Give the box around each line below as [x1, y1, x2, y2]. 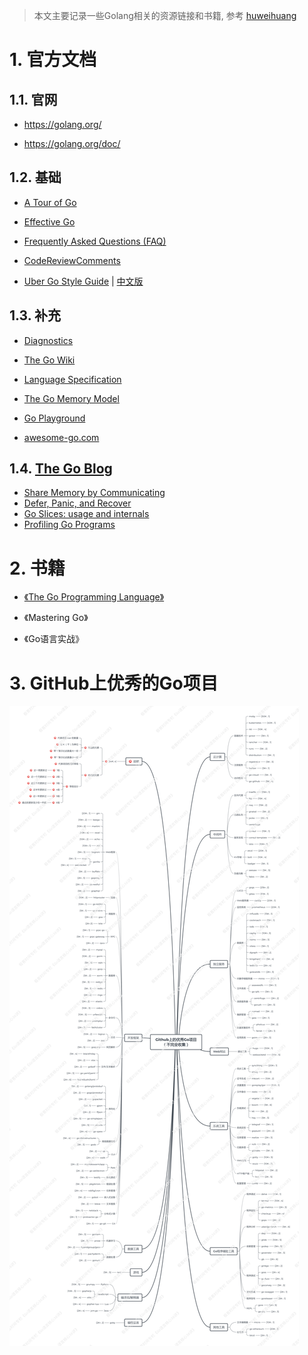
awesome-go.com [23, 431, 100, 443]
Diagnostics [23, 334, 74, 346]
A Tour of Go [23, 196, 77, 208]
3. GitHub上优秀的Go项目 [9, 672, 219, 694]
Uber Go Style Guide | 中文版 [23, 275, 144, 287]
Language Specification [23, 373, 122, 385]
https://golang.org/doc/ [23, 138, 121, 149]
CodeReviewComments [23, 254, 121, 266]
